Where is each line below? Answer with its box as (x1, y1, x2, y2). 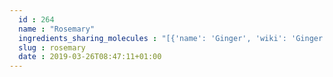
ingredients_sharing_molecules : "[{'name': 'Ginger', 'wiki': (18, 33, 287, 43)
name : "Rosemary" (18, 24, 96, 34)
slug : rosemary (18, 42, 86, 53)
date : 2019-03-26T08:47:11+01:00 (18, 52, 162, 62)
